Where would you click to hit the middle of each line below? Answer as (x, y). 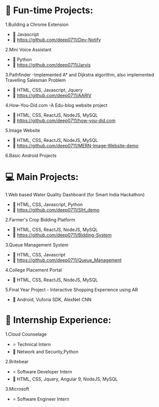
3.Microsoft (17, 389)
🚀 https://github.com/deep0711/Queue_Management (67, 260)
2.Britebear (17, 361)
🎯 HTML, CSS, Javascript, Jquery (48, 90)
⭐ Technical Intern (32, 344)
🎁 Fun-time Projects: (49, 10)
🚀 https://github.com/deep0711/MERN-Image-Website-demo (75, 146)
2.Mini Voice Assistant (28, 49)
